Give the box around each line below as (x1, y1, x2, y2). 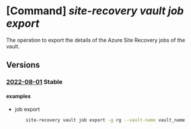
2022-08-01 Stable (6, 78, 63, 86)
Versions (6, 60, 40, 70)
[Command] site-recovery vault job (6, 4, 184, 18)
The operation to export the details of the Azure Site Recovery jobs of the (6, 36, 186, 43)
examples (6, 92, 31, 99)
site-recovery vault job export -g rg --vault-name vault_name (26, 117, 185, 123)
